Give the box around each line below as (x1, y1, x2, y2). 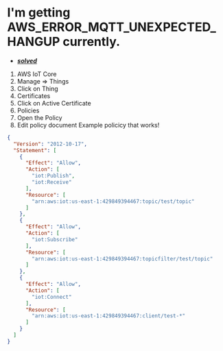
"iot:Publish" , (32, 173, 75, 180)
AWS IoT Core (16, 70, 57, 78)
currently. (62, 34, 121, 49)
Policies (16, 106, 40, 114)
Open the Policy (16, 113, 63, 121)
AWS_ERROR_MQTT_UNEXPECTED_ (7, 19, 216, 35)
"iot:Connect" (32, 293, 72, 300)
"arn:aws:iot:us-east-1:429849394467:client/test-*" (32, 313, 186, 319)
